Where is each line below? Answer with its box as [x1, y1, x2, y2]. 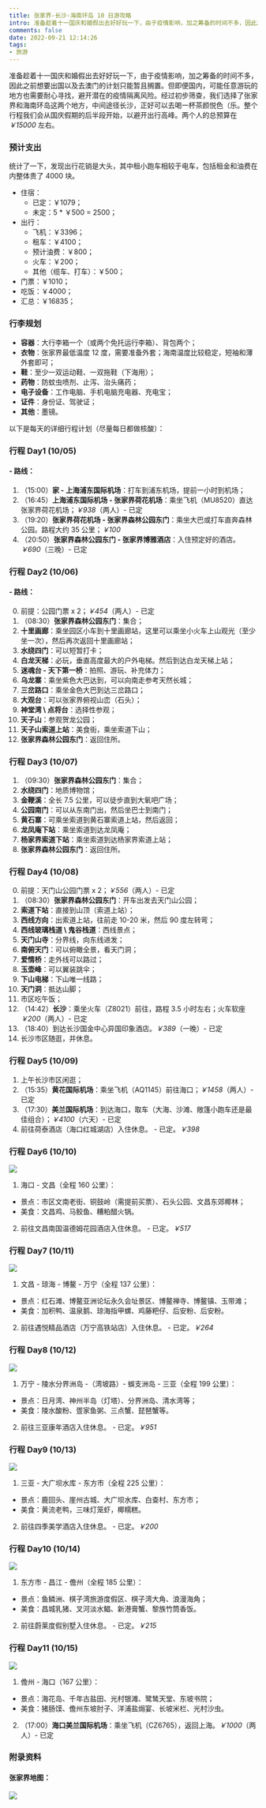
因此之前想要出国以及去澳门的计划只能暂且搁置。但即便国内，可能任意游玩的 [9, 81, 258, 90]
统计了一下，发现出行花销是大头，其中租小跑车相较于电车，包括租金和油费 [9, 161, 251, 171]
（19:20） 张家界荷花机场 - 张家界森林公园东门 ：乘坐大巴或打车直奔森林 [20, 515, 253, 524]
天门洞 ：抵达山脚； [20, 985, 84, 994]
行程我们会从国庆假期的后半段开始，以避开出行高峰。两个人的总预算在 [9, 111, 238, 119]
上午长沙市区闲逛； [20, 1075, 84, 1084]
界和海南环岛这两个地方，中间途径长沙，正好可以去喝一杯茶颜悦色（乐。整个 [9, 100, 258, 110]
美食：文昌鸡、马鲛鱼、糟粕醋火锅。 [20, 1207, 139, 1217]
